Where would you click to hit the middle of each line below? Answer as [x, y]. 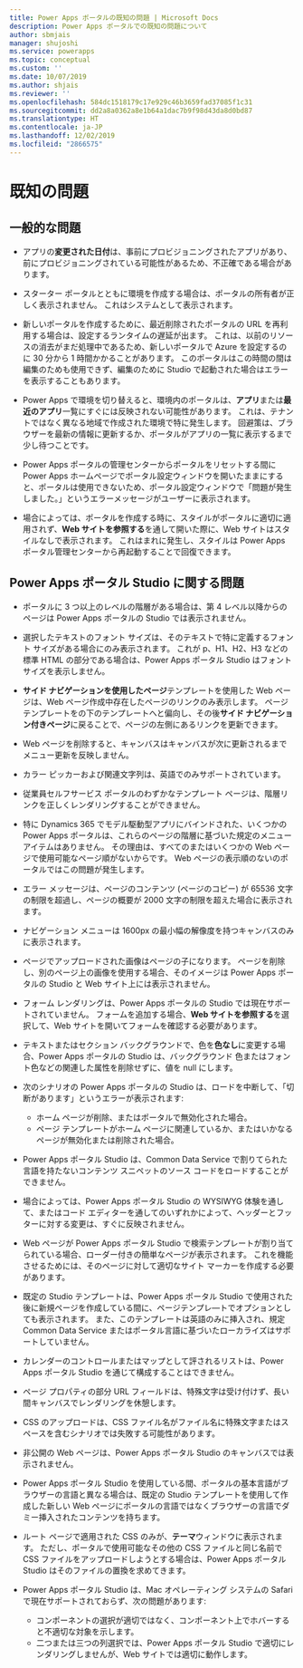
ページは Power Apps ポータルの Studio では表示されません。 [137, 618]
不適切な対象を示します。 [91, 1631]
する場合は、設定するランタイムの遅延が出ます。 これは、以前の [150, 335]
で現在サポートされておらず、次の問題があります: [114, 1601]
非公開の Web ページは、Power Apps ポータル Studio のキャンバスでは [154, 1452]
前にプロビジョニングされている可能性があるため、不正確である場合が [153, 263]
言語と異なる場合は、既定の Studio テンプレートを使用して [171, 1494]
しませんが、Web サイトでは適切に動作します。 [164, 1654]
